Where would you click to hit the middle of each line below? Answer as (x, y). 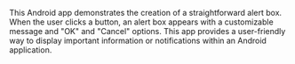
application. (31, 50)
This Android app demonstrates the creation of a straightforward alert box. (146, 13)
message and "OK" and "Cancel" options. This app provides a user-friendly (147, 31)
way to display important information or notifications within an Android (138, 40)
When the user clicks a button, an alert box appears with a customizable (141, 22)
